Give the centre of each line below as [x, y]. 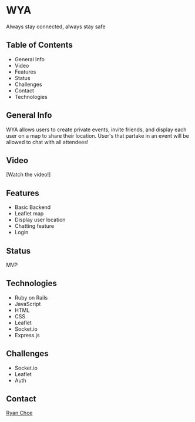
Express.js [27, 335]
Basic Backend [33, 207]
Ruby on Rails [31, 297]
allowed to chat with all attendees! [47, 142]
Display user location [40, 220]
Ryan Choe [19, 413]
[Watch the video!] [28, 175]
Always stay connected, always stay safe [56, 26]
